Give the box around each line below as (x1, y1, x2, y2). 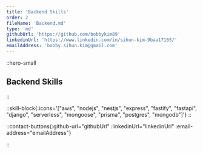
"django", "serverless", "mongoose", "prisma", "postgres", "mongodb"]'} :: (6, 111, 192, 118)
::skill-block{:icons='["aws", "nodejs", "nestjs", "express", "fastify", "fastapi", (6, 104, 198, 112)
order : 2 (6, 15, 28, 21)
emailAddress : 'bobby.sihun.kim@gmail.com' (6, 43, 118, 49)
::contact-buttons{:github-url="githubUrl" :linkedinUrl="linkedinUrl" (6, 122, 175, 130)
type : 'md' (6, 25, 34, 32)
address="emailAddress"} (6, 129, 72, 136)
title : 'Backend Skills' (6, 8, 69, 15)
